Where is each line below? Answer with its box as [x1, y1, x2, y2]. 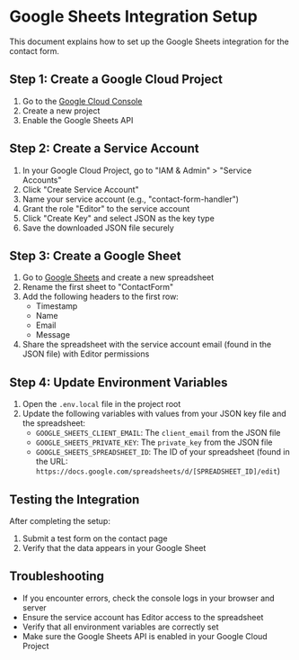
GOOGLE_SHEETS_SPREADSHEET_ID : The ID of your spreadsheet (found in [35, 447, 290, 457]
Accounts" [22, 174, 62, 185]
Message [35, 330, 70, 340]
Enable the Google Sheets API [22, 114, 134, 125]
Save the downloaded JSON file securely [22, 222, 175, 233]
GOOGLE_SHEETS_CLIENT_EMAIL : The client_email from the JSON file [35, 428, 281, 438]
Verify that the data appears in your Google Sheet [22, 543, 207, 553]
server [22, 601, 47, 613]
